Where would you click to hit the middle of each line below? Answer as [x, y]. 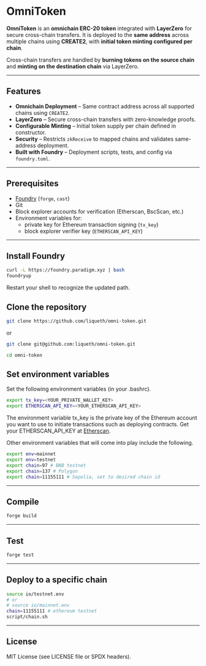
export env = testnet [31, 460]
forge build [21, 516]
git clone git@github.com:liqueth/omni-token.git [71, 344]
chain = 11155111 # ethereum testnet [52, 611]
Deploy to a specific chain [57, 580]
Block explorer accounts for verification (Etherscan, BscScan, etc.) [99, 211]
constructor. [31, 132]
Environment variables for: [48, 218]
